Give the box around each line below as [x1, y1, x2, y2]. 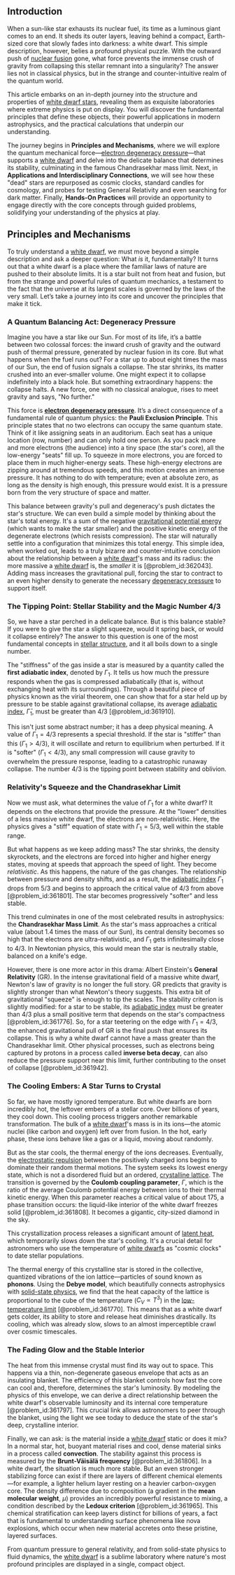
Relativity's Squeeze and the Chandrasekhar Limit [7, 782, 181, 792]
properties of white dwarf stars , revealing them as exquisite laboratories [7, 98, 215, 106]
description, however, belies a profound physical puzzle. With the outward [7, 46, 222, 55]
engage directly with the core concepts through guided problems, [7, 200, 197, 209]
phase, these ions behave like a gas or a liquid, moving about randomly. [7, 1134, 213, 1143]
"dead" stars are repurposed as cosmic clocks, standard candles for [7, 178, 204, 187]
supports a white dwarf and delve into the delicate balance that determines [7, 156, 224, 164]
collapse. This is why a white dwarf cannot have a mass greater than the [7, 1034, 216, 1042]
